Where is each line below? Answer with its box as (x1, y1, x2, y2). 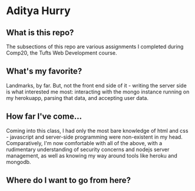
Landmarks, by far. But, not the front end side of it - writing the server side (6, 82, 187, 89)
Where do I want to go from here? (6, 175, 131, 186)
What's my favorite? (6, 66, 82, 76)
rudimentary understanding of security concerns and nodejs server (6, 146, 170, 153)
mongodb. (6, 158, 31, 165)
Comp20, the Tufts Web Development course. (6, 49, 117, 56)
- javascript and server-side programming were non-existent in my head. (6, 133, 183, 140)
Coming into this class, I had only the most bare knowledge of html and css (6, 127, 189, 134)
